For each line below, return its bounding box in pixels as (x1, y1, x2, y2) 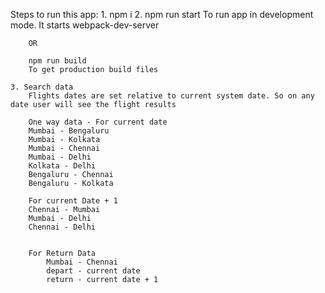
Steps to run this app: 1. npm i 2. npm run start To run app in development (10, 9, 314, 20)
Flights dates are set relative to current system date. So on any (28, 91, 315, 101)
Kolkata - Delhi (28, 161, 97, 171)
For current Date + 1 (28, 196, 118, 206)
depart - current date (46, 266, 141, 276)
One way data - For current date (28, 117, 168, 127)
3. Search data (10, 82, 74, 92)
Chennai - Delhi (28, 222, 97, 232)
